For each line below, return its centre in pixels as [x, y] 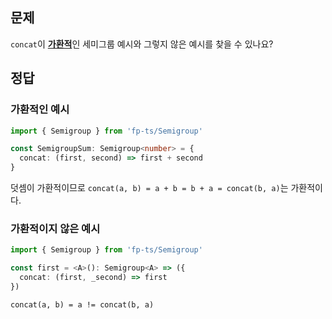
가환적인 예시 [40, 110]
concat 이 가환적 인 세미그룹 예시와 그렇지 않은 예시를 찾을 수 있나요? [142, 44]
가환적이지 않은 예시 [55, 228]
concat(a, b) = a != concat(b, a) [82, 304]
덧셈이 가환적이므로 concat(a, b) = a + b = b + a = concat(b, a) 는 [149, 187]
